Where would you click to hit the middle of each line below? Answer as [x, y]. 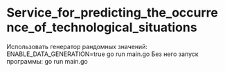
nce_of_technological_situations [102, 27]
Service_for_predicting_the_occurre [112, 13]
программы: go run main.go [47, 61]
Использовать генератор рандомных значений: [77, 46]
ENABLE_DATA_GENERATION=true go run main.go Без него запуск [102, 54]
